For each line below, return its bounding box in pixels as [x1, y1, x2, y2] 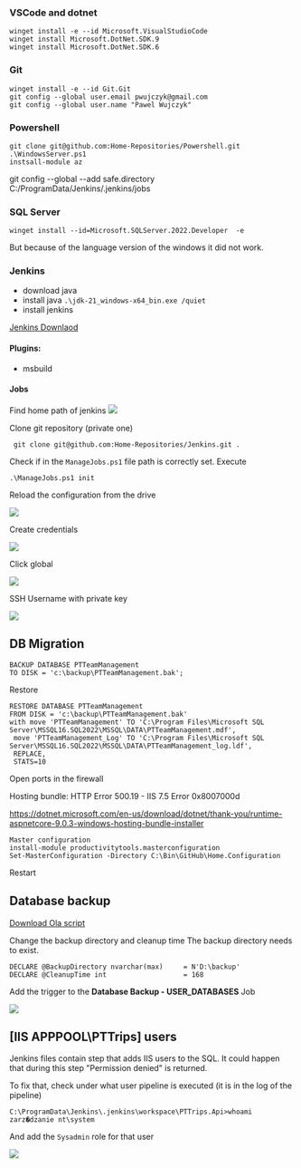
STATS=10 [13, 757, 47, 767]
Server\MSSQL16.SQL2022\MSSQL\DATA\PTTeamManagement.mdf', [9, 725, 237, 735]
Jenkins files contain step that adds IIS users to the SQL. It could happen [9, 1053, 280, 1064]
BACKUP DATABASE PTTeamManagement [9, 660, 140, 670]
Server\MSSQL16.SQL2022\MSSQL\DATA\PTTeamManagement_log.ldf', [9, 741, 253, 750]
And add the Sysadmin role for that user [9, 1131, 155, 1143]
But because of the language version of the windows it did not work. [9, 242, 264, 253]
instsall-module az [9, 157, 83, 167]
